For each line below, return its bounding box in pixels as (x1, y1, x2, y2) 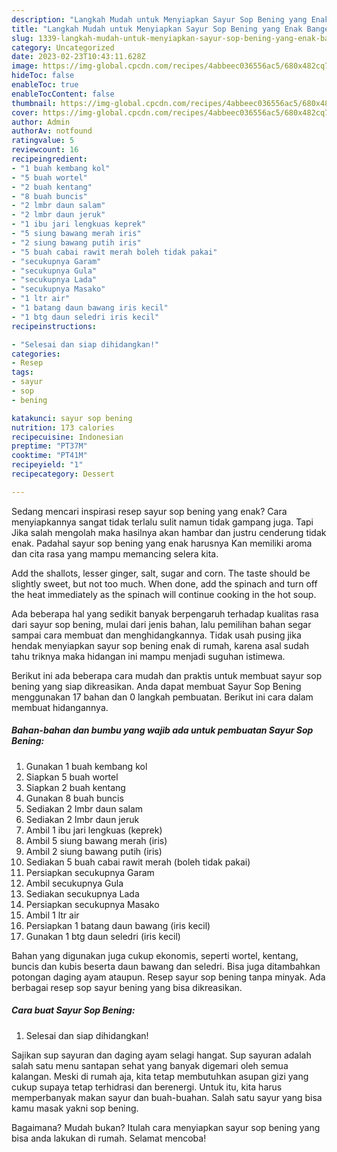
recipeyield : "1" (11, 460, 84, 470)
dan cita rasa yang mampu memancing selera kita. (11, 547, 219, 560)
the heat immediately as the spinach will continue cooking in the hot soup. (11, 588, 317, 600)
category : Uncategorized (11, 42, 115, 53)
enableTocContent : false (11, 89, 115, 99)
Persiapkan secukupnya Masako (25, 898, 160, 910)
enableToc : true (11, 80, 79, 90)
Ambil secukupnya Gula (25, 877, 124, 889)
